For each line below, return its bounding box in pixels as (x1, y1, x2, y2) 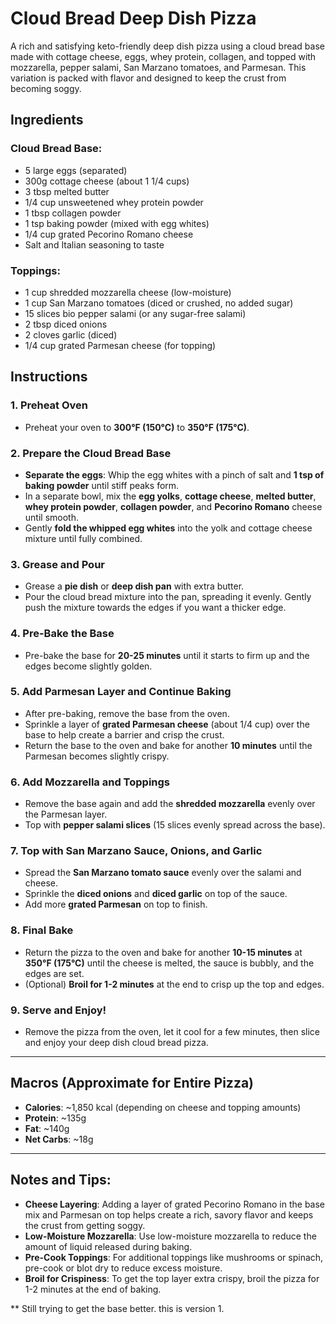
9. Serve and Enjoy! (10, 1003, 107, 1017)
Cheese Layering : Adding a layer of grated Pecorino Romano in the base (24, 1198, 326, 1210)
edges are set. (24, 967, 85, 979)
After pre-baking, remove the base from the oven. (24, 707, 230, 719)
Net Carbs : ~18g (24, 1133, 94, 1145)
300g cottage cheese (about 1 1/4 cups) (24, 175, 190, 187)
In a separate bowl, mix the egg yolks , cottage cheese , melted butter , (24, 490, 317, 502)
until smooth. (24, 511, 79, 523)
